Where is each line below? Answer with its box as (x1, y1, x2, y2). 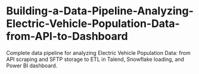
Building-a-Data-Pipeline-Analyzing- (6, 4, 194, 18)
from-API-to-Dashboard (6, 30, 128, 43)
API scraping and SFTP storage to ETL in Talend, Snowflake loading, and (6, 55, 185, 63)
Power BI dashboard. (6, 61, 58, 69)
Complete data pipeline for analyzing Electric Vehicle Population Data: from (6, 49, 191, 56)
